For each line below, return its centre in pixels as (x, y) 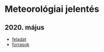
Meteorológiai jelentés (52, 9)
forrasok (21, 45)
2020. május (25, 27)
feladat (19, 39)
